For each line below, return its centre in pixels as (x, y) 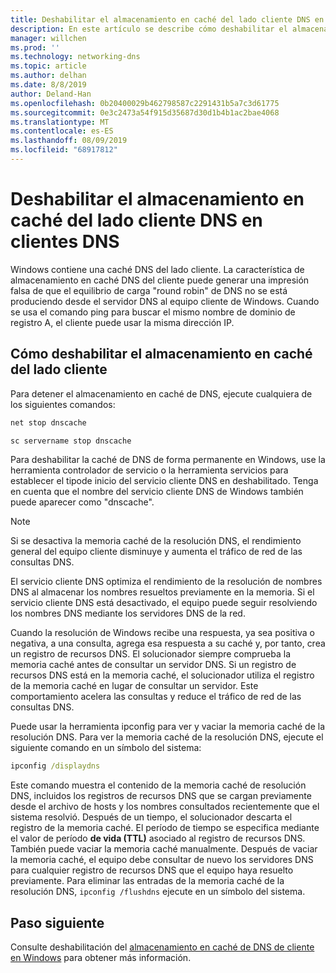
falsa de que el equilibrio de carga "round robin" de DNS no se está (149, 290)
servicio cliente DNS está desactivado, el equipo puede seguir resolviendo (164, 603)
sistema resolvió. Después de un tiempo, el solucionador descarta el (151, 817)
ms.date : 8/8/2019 (48, 85)
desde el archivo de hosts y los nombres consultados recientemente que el (165, 807)
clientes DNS (65, 242)
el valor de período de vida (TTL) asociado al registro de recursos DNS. (158, 838)
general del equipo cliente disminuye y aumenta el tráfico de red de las (156, 552)
